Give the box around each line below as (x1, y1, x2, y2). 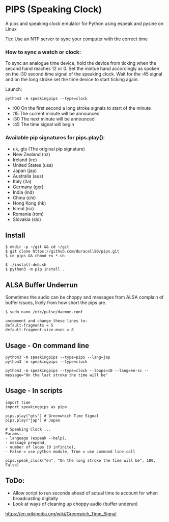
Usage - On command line (5, 341, 90, 350)
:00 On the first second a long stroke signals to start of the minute (12, 105, 151, 111)
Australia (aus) (12, 172, 44, 179)
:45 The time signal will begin (12, 121, 75, 128)
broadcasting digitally (12, 495, 59, 501)
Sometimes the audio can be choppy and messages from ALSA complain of (5, 294, 164, 301)
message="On (5, 372, 31, 378)
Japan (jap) (12, 167, 37, 173)
